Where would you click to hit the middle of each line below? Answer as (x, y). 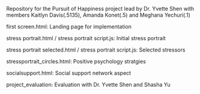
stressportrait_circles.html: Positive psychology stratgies (76, 61)
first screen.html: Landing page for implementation (69, 27)
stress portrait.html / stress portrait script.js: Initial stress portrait (86, 38)
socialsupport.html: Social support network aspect (68, 73)
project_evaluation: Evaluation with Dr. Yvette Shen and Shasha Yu (88, 84)
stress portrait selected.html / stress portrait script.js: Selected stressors (96, 50)
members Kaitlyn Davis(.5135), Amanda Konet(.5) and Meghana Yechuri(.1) (98, 15)
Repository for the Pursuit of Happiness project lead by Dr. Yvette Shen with (100, 9)
